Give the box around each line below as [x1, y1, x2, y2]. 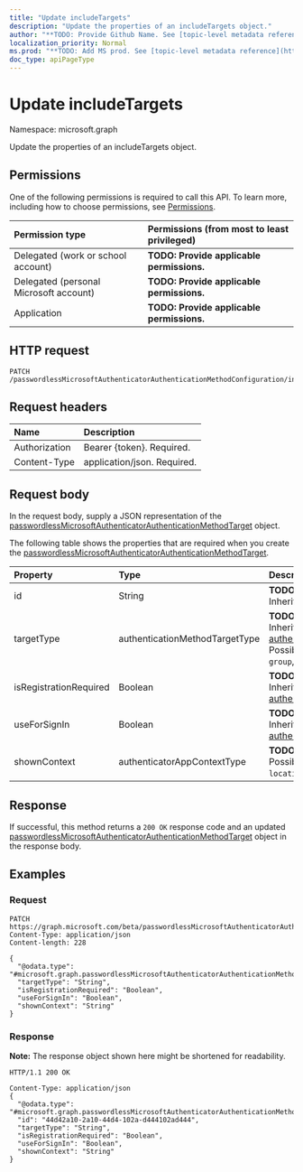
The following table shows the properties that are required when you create [9, 538, 290, 549]
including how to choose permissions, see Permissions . [9, 200, 216, 212]
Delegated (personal [14, 274, 101, 287]
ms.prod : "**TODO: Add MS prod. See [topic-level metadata [9, 47, 236, 56]
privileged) [147, 234, 197, 246]
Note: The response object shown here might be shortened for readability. [9, 1050, 286, 1061]
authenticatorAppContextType [118, 756, 246, 768]
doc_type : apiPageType [9, 55, 95, 64]
